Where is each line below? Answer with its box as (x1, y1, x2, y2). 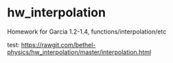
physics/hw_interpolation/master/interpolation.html (7, 48, 152, 56)
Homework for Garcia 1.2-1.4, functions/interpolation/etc (7, 27, 167, 36)
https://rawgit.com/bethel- (21, 40, 96, 49)
